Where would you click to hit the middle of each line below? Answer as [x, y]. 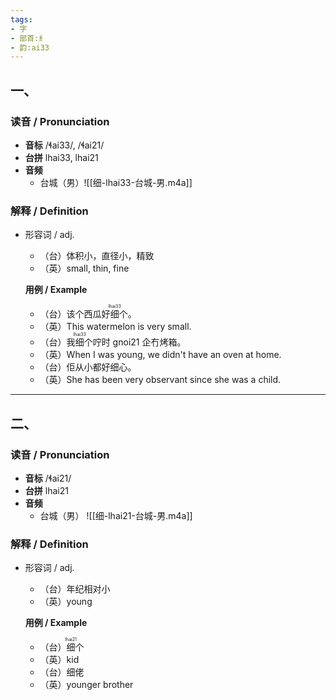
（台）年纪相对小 [75, 589]
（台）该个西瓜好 [75, 314]
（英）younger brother [86, 685]
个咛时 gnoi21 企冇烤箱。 [135, 342]
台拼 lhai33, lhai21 [61, 157]
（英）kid [59, 660]
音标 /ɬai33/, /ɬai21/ [64, 145]
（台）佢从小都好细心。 [88, 367]
